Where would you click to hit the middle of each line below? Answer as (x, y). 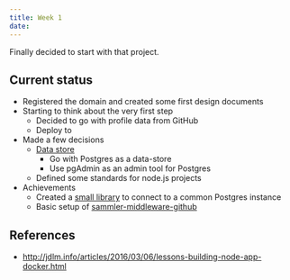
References (42, 235)
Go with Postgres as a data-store (110, 159)
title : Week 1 (36, 18)
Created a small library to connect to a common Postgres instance (159, 197)
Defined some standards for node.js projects (118, 178)
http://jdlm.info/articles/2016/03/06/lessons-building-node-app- (142, 257)
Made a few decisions (63, 140)
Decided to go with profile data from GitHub (117, 121)
